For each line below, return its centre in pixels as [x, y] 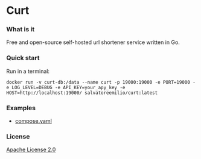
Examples [21, 108]
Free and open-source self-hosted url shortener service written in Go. [93, 42]
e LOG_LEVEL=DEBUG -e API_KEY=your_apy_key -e [66, 87]
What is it [21, 30]
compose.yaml [33, 121]
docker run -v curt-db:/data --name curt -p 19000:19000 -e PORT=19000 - [101, 82]
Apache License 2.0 [31, 150]
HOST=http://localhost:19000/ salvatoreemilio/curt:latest [82, 93]
